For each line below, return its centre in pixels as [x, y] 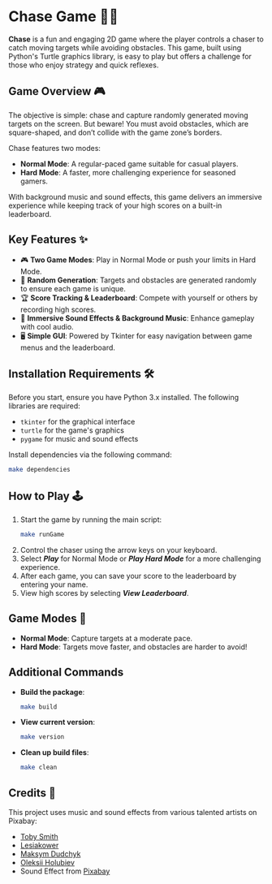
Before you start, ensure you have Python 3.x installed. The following [124, 398]
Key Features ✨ [48, 240]
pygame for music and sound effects [79, 439]
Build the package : [52, 692]
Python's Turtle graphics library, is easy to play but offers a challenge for [130, 56]
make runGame [42, 535]
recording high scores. [58, 309]
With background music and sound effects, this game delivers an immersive [135, 196]
